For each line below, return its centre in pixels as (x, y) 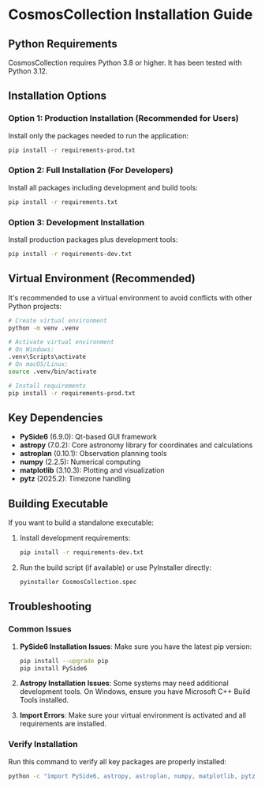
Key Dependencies (56, 418)
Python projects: (35, 306)
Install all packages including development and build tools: (103, 187)
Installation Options (58, 96)
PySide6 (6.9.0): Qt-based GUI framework (88, 437)
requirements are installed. (63, 724)
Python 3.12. (28, 71)
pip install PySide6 (53, 668)
